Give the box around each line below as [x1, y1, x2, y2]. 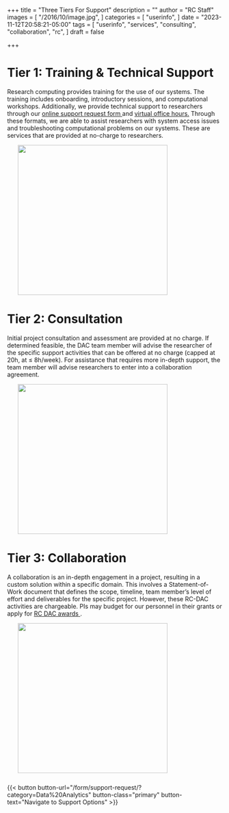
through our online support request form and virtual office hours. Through [7, 109, 215, 117]
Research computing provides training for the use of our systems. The [7, 87, 205, 95]
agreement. [7, 370, 40, 378]
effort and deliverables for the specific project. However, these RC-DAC [7, 594, 208, 603]
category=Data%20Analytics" [7, 791, 92, 799]
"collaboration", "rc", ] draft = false [7, 27, 105, 36]
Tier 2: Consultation [7, 311, 123, 327]
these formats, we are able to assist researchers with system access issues [7, 117, 220, 125]
